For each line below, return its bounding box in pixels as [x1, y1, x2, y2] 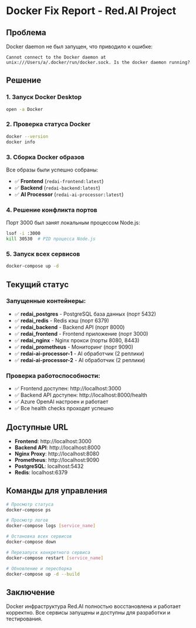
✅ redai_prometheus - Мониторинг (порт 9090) [14, 343, 134, 350]
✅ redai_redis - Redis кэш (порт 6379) [14, 317, 110, 324]
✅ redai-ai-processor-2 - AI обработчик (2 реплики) [14, 356, 146, 363]
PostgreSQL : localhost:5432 [14, 462, 84, 470]
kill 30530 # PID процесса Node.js [6, 236, 96, 242]
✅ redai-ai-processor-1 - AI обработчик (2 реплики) [14, 350, 145, 357]
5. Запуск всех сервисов [6, 249, 80, 258]
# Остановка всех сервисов [6, 534, 72, 539]
